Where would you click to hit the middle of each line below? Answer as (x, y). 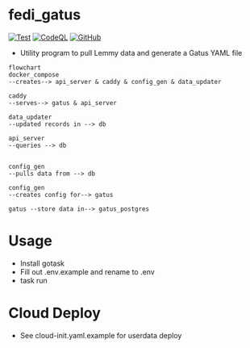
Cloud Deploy (54, 313)
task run (34, 280)
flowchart (25, 67)
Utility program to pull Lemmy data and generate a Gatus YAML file (131, 52)
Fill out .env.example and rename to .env (87, 271)
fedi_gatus (45, 15)
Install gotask (42, 263)
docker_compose (34, 74)
